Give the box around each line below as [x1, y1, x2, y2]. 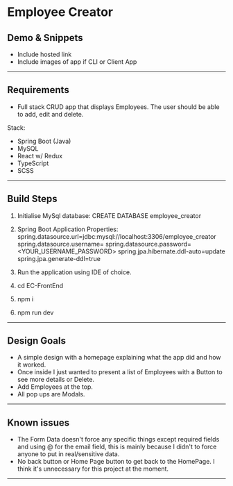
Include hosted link [17, 50, 72, 58]
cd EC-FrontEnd [17, 281, 64, 290]
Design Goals [7, 335, 66, 347]
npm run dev [17, 308, 54, 317]
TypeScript [17, 159, 49, 167]
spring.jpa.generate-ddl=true [17, 254, 101, 262]
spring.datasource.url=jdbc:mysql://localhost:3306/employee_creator [17, 232, 216, 240]
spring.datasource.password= [105, 240, 192, 248]
